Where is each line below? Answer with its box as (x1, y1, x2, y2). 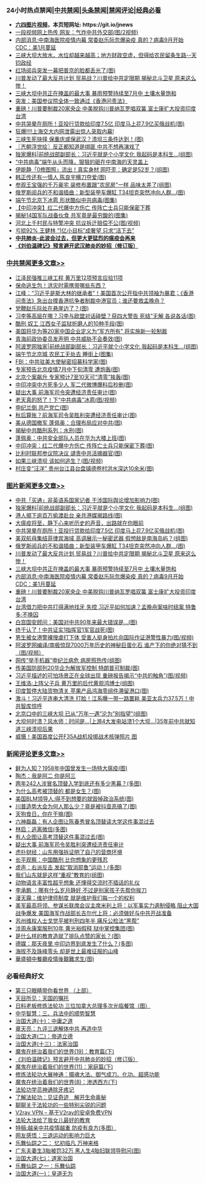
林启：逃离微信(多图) (15, 825, 68, 833)
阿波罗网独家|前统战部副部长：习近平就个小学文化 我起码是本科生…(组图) (15, 342, 198, 350)
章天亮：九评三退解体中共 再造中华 (15, 1025, 103, 1032)
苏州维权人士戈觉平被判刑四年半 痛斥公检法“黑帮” (15, 917, 140, 924)
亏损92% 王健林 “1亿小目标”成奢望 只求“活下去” (15, 227, 134, 234)
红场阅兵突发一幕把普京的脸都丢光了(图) (15, 67, 116, 74)
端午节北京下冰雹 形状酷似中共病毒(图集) (15, 196, 117, 204)
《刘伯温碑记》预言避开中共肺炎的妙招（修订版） (15, 1055, 138, 1063)
